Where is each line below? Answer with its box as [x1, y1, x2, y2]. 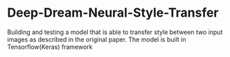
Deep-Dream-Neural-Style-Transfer [7, 5, 220, 21]
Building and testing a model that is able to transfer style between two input [7, 28, 223, 36]
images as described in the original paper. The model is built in [7, 35, 186, 43]
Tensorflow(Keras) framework [7, 42, 93, 51]
